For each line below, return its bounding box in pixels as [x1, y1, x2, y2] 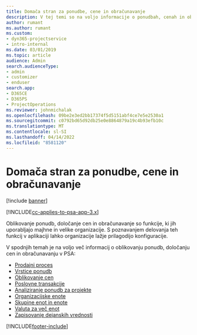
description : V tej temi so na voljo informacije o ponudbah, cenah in [6, 14, 185, 20]
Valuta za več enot [14, 305, 60, 312]
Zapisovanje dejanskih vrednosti [14, 311, 93, 318]
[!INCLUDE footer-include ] [6, 323, 69, 330]
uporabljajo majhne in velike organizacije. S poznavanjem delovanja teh [6, 226, 178, 233]
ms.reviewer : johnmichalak [6, 107, 72, 113]
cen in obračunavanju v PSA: [6, 250, 76, 257]
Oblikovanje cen [14, 274, 54, 281]
